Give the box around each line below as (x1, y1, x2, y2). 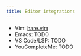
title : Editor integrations (6, 8, 76, 15)
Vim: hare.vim (14, 24, 48, 32)
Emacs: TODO (14, 30, 49, 38)
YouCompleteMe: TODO (14, 43, 74, 50)
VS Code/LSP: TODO (14, 37, 66, 44)
